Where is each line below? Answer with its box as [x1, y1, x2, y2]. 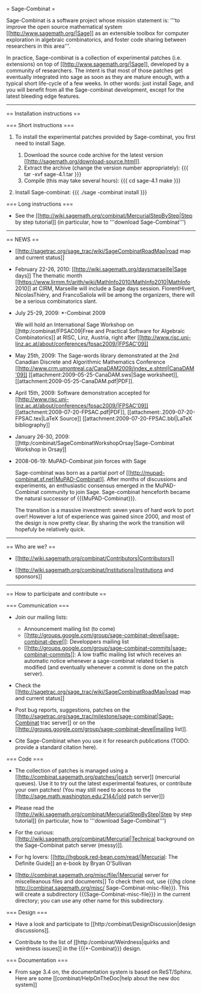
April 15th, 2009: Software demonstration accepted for [14, 389, 150, 396]
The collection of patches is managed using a [14, 767, 128, 774]
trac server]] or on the [40, 719, 96, 726]
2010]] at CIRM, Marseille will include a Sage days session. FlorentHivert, [14, 285, 196, 292]
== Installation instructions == [6, 110, 81, 117]
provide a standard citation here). [14, 744, 98, 750]
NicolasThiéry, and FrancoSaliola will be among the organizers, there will [14, 291, 195, 298]
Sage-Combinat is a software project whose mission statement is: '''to [6, 17, 180, 24]
